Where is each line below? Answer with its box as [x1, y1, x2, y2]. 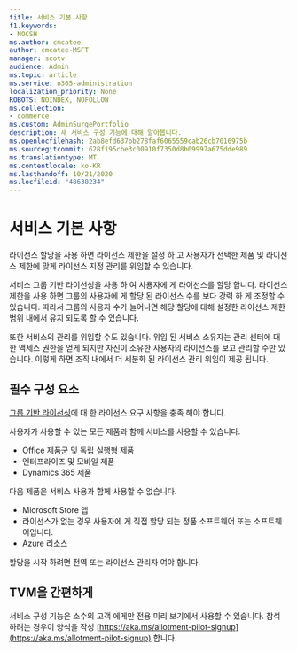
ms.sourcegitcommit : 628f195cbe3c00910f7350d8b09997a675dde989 [9, 144, 248, 153]
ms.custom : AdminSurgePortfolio [9, 120, 129, 129]
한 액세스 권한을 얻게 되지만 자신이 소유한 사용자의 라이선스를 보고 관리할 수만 [9, 343, 277, 353]
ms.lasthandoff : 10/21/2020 [9, 169, 113, 178]
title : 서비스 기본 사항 [9, 12, 89, 22]
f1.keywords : [9, 21, 58, 30]
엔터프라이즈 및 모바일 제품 [21, 455, 115, 466]
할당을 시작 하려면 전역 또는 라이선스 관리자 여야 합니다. [9, 556, 201, 567]
